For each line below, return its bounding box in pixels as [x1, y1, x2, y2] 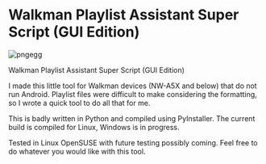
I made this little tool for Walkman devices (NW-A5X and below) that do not [8, 81, 257, 90]
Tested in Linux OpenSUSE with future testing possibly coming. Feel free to [8, 137, 258, 147]
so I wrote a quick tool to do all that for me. [8, 98, 151, 107]
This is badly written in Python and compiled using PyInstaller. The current [8, 113, 256, 123]
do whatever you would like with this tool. [8, 146, 146, 156]
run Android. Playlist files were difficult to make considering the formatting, [8, 89, 258, 99]
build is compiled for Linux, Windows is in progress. [8, 122, 180, 132]
